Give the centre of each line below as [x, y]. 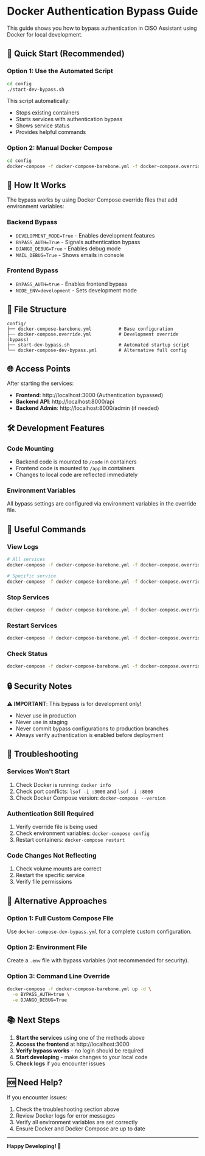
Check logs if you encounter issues [60, 1063]
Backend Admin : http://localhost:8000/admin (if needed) [87, 408]
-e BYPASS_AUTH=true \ [41, 995]
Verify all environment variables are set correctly [77, 1122]
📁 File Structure [37, 310]
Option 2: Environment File [47, 947]
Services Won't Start [38, 772]
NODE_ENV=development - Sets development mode [76, 290]
